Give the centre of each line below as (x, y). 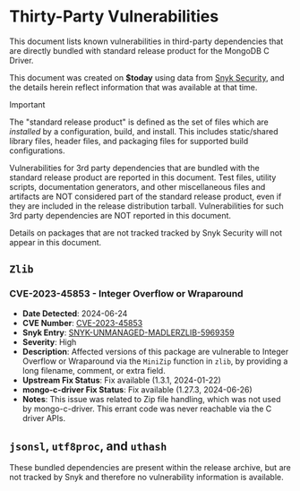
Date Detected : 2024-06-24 (75, 313)
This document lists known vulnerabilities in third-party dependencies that (146, 41)
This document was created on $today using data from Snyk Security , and (147, 77)
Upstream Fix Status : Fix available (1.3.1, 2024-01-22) (121, 380)
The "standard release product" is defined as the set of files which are (139, 122)
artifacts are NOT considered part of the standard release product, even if (146, 196)
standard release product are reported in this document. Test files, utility (143, 177)
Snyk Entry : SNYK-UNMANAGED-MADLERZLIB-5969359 (128, 332)
